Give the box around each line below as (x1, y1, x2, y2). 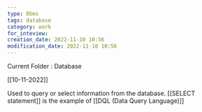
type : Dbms (7, 10, 39, 17)
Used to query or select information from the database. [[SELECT (7, 89, 196, 97)
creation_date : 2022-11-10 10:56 (7, 36, 105, 43)
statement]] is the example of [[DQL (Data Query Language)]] (7, 97, 185, 105)
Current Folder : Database (7, 62, 82, 70)
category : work (7, 23, 52, 30)
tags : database (7, 17, 52, 24)
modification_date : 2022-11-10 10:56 (7, 43, 117, 50)
